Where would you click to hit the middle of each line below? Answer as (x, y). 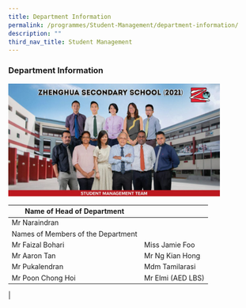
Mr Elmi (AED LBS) (174, 278)
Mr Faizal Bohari (38, 245)
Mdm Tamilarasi (170, 267)
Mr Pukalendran (38, 267)
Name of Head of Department (75, 211)
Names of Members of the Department (74, 234)
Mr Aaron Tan (34, 256)
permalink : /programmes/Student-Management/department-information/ (123, 25)
